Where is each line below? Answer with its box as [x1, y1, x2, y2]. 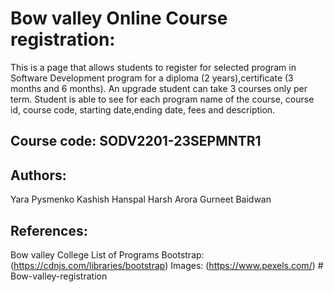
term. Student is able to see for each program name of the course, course [10, 93, 315, 105]
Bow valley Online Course [10, 7, 228, 30]
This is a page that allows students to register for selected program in [10, 61, 297, 73]
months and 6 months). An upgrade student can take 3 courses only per [10, 82, 308, 94]
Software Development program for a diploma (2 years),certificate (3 [10, 72, 294, 84]
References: [10, 222, 88, 239]
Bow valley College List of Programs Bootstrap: [10, 248, 205, 261]
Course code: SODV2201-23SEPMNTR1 [10, 133, 262, 150]
